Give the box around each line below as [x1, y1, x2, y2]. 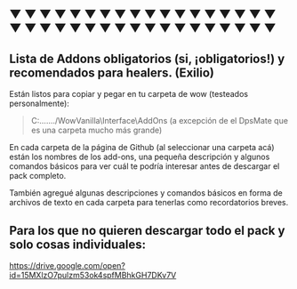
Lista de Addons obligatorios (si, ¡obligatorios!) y [9, 51, 285, 66]
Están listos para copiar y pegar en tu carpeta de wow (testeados [9, 89, 249, 100]
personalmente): [9, 98, 69, 109]
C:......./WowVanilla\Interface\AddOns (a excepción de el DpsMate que [30, 116, 289, 126]
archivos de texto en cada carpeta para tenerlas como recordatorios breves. [9, 197, 289, 208]
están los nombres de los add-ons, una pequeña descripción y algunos [9, 151, 270, 163]
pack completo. [9, 171, 67, 181]
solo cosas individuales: [9, 237, 147, 252]
